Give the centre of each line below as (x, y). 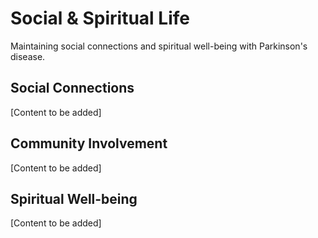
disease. (28, 56)
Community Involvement (89, 143)
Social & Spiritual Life (100, 18)
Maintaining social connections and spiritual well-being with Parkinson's (159, 46)
